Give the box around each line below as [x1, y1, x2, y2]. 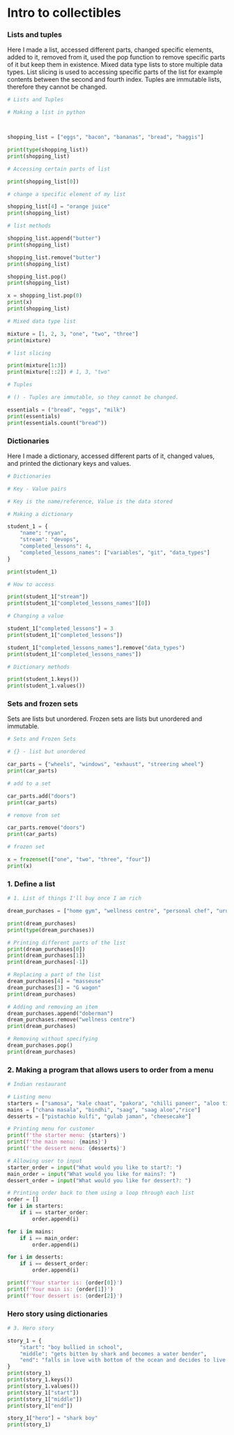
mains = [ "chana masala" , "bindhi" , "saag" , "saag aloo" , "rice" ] [7, 1106, 201, 1113]
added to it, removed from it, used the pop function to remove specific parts [7, 53, 226, 61]
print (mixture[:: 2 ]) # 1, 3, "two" [7, 369, 111, 376]
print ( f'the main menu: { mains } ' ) [7, 1138, 108, 1146]
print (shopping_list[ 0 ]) [7, 178, 79, 185]
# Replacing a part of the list [7, 971, 101, 978]
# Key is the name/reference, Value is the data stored [7, 498, 173, 505]
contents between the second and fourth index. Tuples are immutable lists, [7, 75, 221, 84]
